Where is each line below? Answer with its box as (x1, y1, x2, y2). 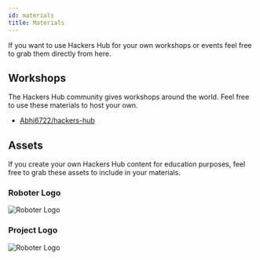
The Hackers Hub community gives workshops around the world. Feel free (8, 92, 250, 102)
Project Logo (8, 225, 58, 236)
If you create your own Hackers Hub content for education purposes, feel (8, 159, 246, 169)
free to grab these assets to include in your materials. (8, 168, 181, 178)
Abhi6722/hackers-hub (19, 115, 96, 126)
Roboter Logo (8, 188, 61, 199)
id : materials (8, 11, 55, 20)
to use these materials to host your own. (8, 101, 138, 110)
